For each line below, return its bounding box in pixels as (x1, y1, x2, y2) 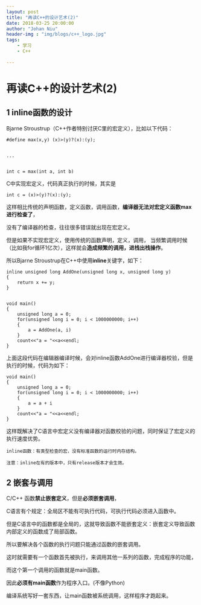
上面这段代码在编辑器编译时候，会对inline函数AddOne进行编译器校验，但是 (6, 354, 193, 361)
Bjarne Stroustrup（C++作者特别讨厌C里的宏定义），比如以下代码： (6, 124, 173, 132)
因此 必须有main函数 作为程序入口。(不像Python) (6, 579, 126, 586)
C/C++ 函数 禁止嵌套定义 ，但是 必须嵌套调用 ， (6, 495, 120, 502)
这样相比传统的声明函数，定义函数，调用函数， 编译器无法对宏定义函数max (6, 203, 192, 210)
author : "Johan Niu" (6, 25, 59, 32)
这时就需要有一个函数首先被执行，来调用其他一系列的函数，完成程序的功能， (6, 554, 197, 561)
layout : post (6, 8, 39, 15)
